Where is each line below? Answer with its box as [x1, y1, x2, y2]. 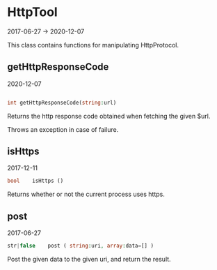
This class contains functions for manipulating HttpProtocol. [7, 40, 179, 49]
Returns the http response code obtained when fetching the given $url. [7, 112, 211, 120]
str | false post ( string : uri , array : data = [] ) [7, 242, 154, 250]
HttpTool [7, 4, 58, 20]
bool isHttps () [7, 177, 64, 185]
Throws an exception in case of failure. [7, 125, 119, 133]
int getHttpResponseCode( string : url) [7, 99, 117, 106]
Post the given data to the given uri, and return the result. [7, 255, 172, 263]
